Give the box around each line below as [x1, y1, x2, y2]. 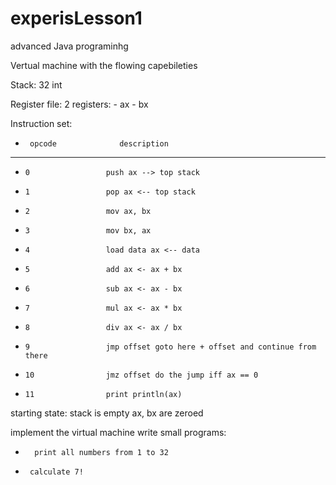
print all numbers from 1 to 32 [34, 447, 169, 457]
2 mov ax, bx [24, 206, 152, 216]
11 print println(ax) [24, 389, 183, 399]
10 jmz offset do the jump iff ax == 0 [24, 370, 259, 380]
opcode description [29, 138, 169, 149]
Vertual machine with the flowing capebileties [10, 59, 198, 71]
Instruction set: [10, 117, 73, 129]
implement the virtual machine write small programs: [10, 426, 227, 438]
